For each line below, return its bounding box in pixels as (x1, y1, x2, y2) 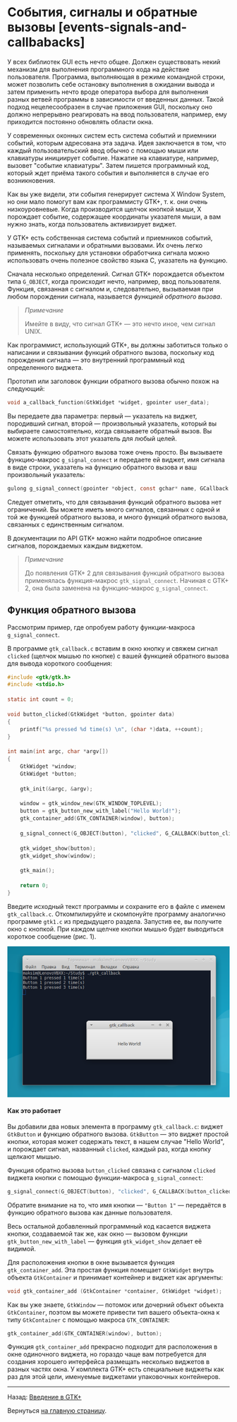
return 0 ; (20, 882, 49, 889)
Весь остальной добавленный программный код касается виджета (7, 1222, 212, 1230)
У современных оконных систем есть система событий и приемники (7, 131, 217, 140)
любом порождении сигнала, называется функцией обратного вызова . (7, 292, 222, 301)
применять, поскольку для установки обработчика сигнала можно (7, 248, 210, 257)
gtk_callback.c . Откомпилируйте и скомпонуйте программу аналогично (7, 910, 226, 918)
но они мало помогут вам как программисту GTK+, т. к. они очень (7, 197, 208, 205)
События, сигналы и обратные (7, 4, 197, 20)
